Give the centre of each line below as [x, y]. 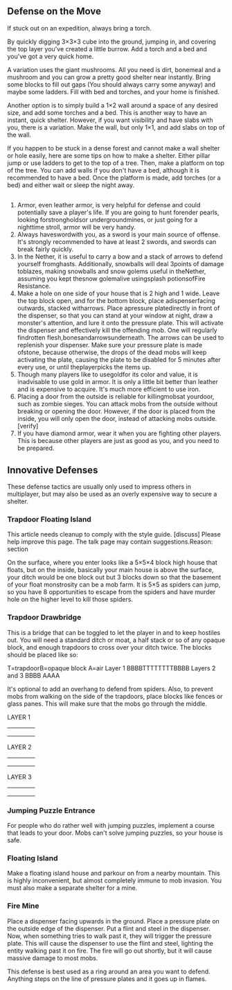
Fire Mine [23, 906]
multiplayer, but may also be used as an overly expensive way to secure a [112, 494]
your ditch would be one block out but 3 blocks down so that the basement [114, 577]
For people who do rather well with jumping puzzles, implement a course [111, 825]
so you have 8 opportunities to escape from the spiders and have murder [111, 592]
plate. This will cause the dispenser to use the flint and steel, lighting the [110, 943]
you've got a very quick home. [51, 56]
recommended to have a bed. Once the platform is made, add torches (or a [114, 177]
